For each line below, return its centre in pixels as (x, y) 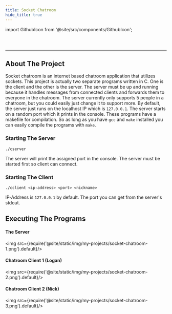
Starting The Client (29, 177)
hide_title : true (24, 15)
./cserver (16, 149)
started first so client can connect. (41, 164)
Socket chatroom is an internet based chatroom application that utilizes (80, 76)
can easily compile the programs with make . (51, 125)
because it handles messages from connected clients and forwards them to (85, 92)
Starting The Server (30, 138)
